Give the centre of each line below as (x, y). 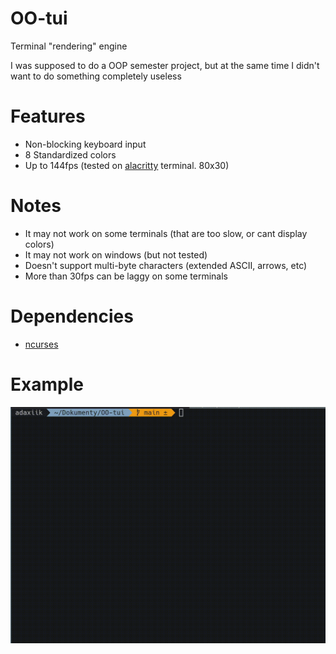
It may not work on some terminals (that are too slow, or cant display (166, 233)
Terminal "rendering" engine (69, 46)
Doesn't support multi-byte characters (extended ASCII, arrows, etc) (166, 265)
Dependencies (72, 316)
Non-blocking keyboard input (85, 144)
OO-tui (39, 18)
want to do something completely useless (96, 76)
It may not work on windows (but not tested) (116, 254)
